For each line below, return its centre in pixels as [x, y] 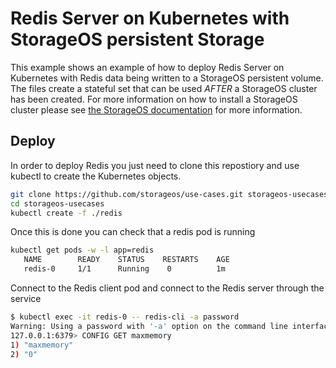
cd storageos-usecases [57, 203]
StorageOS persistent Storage [137, 39]
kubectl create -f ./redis [66, 213]
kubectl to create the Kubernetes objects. [96, 176]
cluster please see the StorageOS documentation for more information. [156, 109]
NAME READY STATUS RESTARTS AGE [126, 260]
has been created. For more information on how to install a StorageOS [154, 99]
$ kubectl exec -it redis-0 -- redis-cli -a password [125, 317]
